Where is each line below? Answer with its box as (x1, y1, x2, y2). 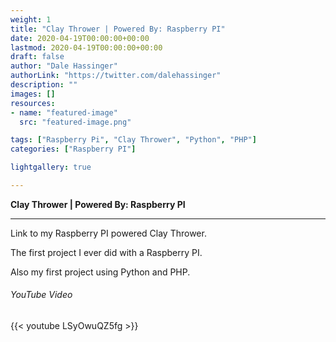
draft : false (10, 52, 65, 62)
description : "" (10, 80, 78, 90)
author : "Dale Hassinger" (10, 61, 118, 71)
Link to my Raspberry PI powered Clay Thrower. (10, 227, 207, 239)
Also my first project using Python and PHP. (10, 266, 191, 278)
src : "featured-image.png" (19, 117, 132, 127)
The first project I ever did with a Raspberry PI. (10, 246, 203, 258)
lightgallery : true (10, 162, 92, 173)
